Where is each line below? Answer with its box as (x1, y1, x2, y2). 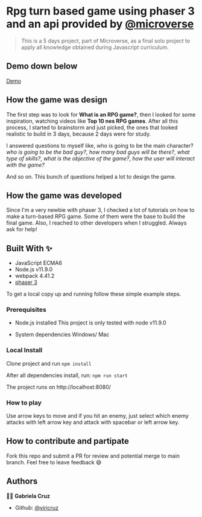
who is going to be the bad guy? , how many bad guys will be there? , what (6, 148, 190, 156)
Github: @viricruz (14, 504, 59, 511)
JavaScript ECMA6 (14, 259, 62, 267)
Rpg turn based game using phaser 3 (6, 4, 195, 18)
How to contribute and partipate (6, 436, 130, 446)
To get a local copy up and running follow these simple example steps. (6, 291, 181, 298)
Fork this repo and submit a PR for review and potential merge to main (6, 452, 180, 459)
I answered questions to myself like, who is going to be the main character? (6, 142, 194, 149)
